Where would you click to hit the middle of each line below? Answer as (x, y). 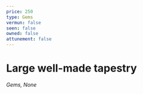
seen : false (21, 28)
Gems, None (21, 85)
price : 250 (20, 12)
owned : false (22, 34)
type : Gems (20, 17)
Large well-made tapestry (71, 68)
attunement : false (29, 39)
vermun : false (24, 22)
